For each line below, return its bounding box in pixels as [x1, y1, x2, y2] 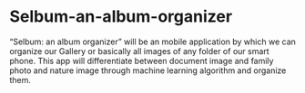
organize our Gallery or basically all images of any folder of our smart [9, 45, 270, 56]
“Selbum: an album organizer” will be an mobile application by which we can [9, 36, 296, 47]
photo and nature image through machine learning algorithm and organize [9, 65, 287, 76]
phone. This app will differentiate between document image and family [9, 55, 274, 66]
